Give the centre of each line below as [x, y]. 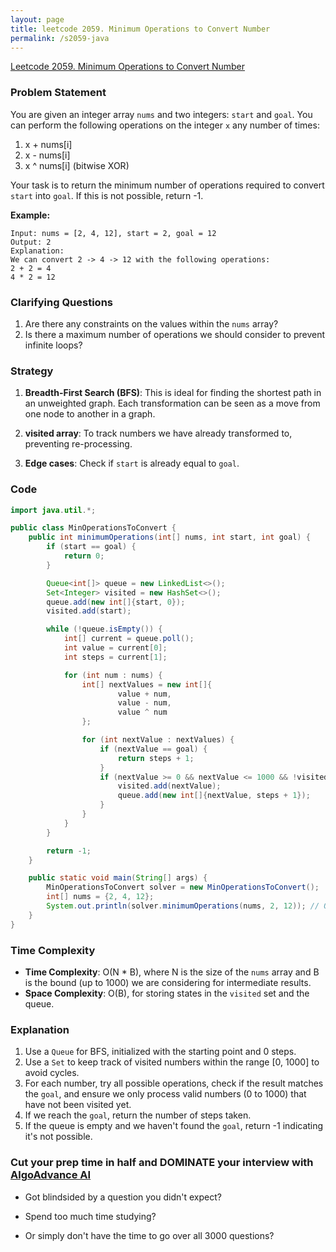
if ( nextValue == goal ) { [153, 749]
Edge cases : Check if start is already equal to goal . [132, 463]
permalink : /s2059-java [60, 38]
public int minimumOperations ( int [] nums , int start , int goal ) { [169, 537]
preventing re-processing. [78, 444]
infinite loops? [53, 345]
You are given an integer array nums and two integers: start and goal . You [161, 114]
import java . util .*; [53, 510]
